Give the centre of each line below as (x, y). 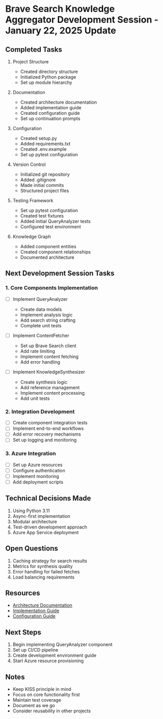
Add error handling (40, 362)
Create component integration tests (50, 423)
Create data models (41, 309)
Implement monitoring (36, 476)
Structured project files (44, 190)
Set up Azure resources (38, 465)
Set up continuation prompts (50, 118)
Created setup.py (39, 138)
